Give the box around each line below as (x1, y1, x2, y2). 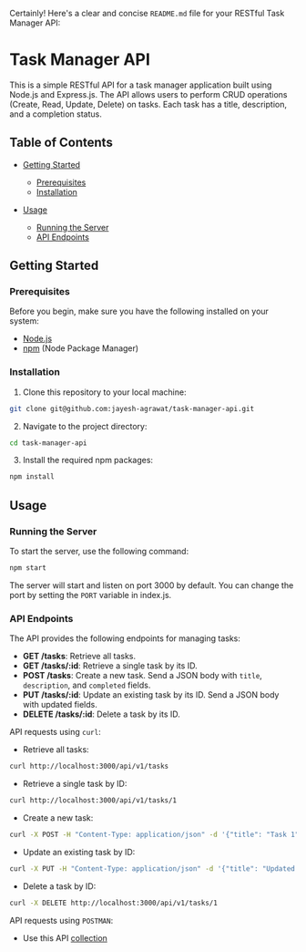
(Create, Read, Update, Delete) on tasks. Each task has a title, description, (9, 98, 287, 109)
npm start (9, 564, 47, 573)
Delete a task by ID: (22, 880, 97, 892)
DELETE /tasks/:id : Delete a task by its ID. (22, 709, 180, 719)
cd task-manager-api (9, 438, 88, 448)
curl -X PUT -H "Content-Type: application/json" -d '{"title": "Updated (9, 864, 296, 874)
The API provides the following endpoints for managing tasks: (9, 633, 241, 644)
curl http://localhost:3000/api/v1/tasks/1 (9, 796, 178, 805)
